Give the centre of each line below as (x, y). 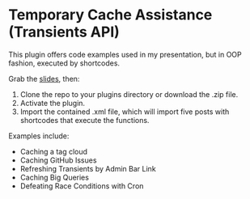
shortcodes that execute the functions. (85, 120)
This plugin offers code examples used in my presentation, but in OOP (125, 54)
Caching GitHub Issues (58, 160)
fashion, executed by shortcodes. (64, 63)
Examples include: (39, 136)
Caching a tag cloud (53, 151)
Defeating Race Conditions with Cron (82, 186)
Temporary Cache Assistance (110, 15)
